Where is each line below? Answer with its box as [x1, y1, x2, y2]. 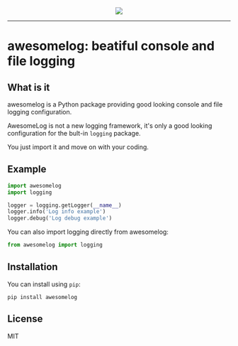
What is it [7, 81, 50, 93]
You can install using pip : [7, 280, 81, 288]
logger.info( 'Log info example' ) [7, 208, 106, 215]
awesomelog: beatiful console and [7, 38, 215, 54]
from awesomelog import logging [7, 242, 103, 249]
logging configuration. [7, 108, 72, 116]
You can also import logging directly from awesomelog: [7, 227, 169, 237]
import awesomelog [7, 182, 62, 189]
